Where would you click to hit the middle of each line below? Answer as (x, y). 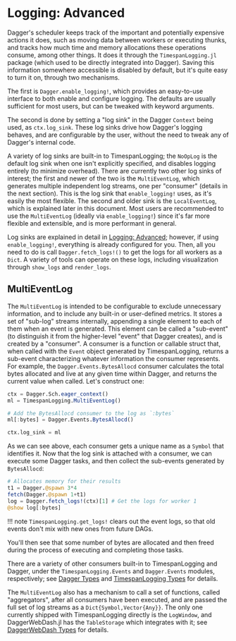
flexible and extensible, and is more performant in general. (92, 223)
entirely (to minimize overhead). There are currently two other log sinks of (114, 171)
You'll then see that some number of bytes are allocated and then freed (111, 542)
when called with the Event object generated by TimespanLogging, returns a (118, 351)
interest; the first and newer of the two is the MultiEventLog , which (104, 178)
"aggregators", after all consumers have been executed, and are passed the (117, 599)
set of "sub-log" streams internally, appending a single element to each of (115, 321)
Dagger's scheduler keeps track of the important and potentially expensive (116, 32)
